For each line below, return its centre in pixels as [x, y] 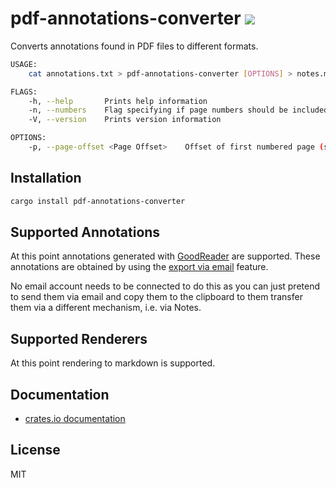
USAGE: [24, 64]
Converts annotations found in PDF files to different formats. [134, 46]
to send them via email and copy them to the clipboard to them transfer [156, 297]
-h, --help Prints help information [118, 101]
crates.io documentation [75, 419]
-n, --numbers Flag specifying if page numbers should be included [178, 110]
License [35, 450]
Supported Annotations [85, 232]
